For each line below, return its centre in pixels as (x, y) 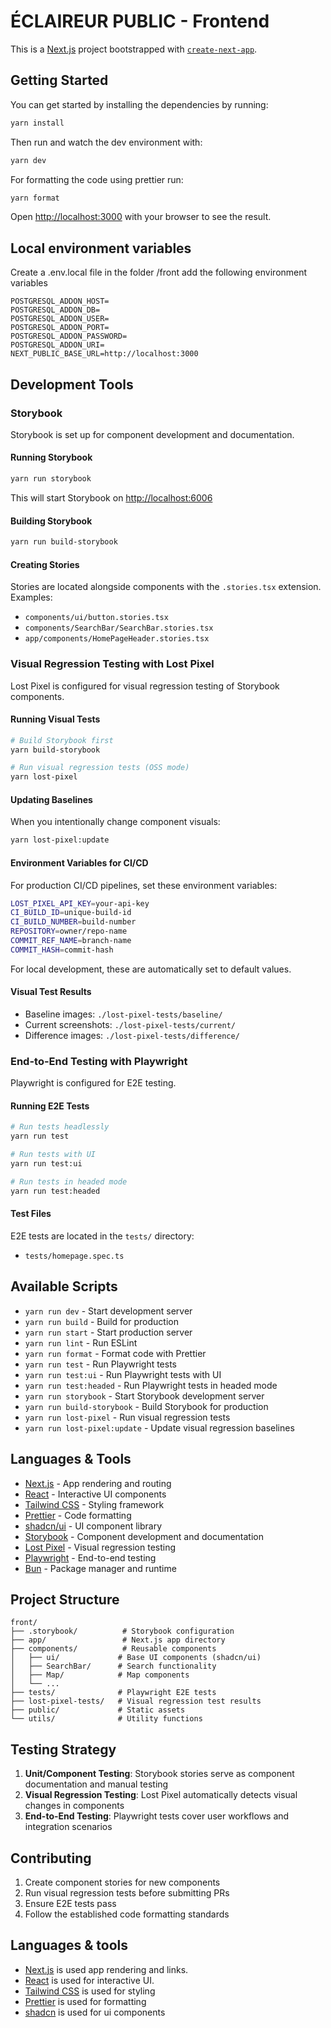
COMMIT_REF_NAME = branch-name (71, 941)
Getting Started (59, 80)
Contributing (51, 1858)
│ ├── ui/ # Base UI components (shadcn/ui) (136, 1658)
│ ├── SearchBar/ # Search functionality (113, 1666)
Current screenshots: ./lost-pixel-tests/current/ (130, 1024)
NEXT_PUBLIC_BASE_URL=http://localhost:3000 (104, 354)
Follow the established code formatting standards (127, 1914)
